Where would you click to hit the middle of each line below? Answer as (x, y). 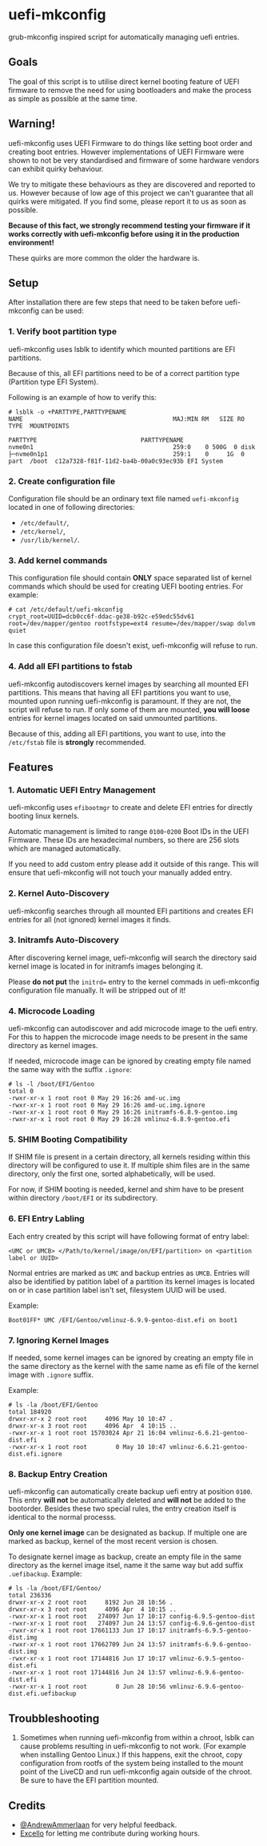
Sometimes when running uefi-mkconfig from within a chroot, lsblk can (137, 1738)
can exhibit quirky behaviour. (56, 168)
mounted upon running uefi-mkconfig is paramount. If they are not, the (125, 701)
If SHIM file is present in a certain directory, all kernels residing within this (129, 1157)
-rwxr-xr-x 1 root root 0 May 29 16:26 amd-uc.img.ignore (107, 1105)
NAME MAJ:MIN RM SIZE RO (127, 419)
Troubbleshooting (54, 1718)
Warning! (32, 124)
